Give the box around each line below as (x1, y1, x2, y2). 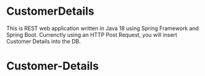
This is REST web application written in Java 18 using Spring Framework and (6, 25, 199, 32)
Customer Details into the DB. (6, 37, 81, 45)
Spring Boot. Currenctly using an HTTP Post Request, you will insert (6, 31, 177, 38)
